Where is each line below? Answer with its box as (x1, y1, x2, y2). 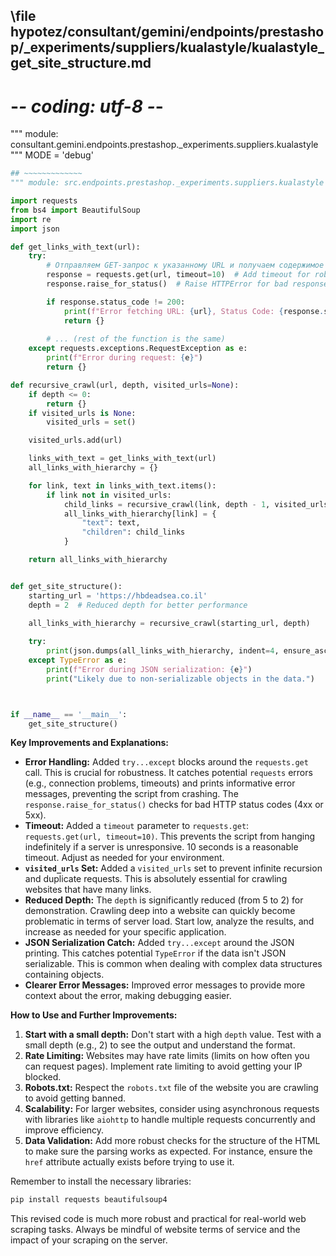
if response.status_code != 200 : (46, 297, 186, 307)
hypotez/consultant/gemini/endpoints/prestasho (10, 24, 325, 41)
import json (10, 224, 60, 234)
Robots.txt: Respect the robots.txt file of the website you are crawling (24, 1082, 319, 1094)
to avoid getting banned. (24, 1092, 127, 1104)
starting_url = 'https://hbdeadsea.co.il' (28, 590, 208, 601)
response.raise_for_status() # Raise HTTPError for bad (46, 279, 288, 289)
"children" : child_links (81, 527, 186, 538)
